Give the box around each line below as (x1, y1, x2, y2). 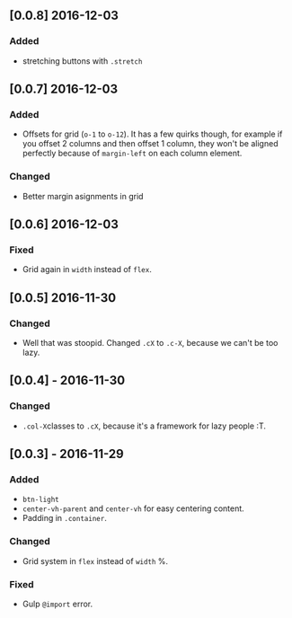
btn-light (22, 495, 60, 505)
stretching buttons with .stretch (22, 55, 143, 66)
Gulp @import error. (22, 598, 93, 610)
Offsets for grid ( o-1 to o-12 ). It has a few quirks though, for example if (22, 128, 283, 139)
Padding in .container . (22, 513, 108, 524)
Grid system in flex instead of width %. (22, 555, 169, 566)
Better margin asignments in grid (22, 190, 144, 201)
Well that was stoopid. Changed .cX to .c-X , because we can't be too (22, 338, 279, 349)
